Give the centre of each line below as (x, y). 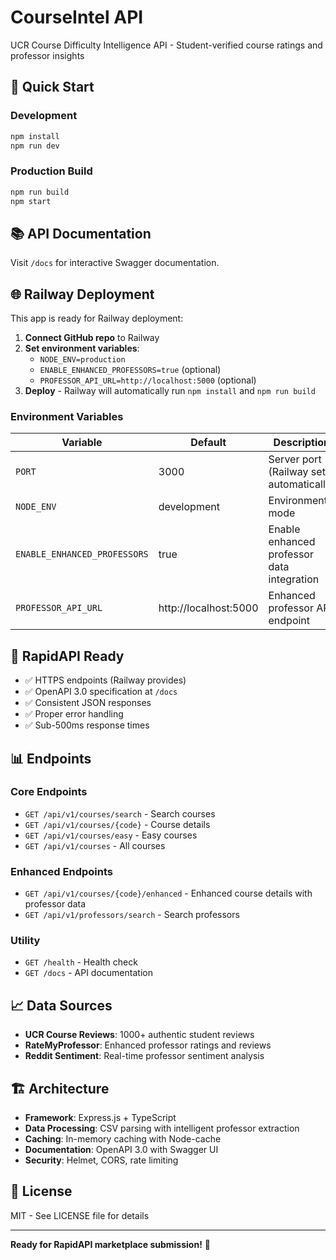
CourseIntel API (77, 17)
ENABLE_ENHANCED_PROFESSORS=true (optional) (130, 370)
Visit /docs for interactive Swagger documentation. (115, 263)
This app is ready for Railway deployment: (97, 318)
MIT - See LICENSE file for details (80, 1215)
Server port (295, 459)
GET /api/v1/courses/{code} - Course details (117, 824)
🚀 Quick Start (52, 87)
